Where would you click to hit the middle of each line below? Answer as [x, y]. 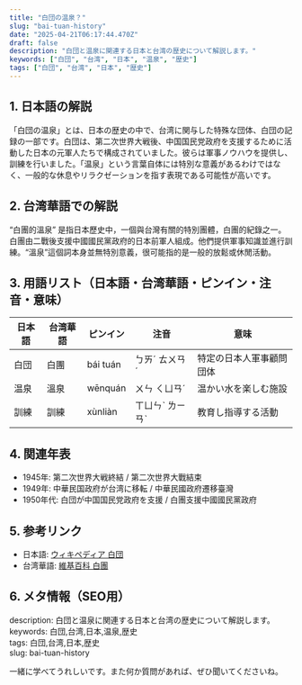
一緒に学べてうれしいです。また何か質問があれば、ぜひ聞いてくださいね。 [146, 671]
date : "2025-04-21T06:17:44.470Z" [74, 34]
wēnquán [107, 388]
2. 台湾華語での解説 [64, 207]
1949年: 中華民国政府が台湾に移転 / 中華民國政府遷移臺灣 [128, 489]
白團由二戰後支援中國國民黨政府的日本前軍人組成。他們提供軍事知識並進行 [147, 240]
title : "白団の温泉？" [48, 18]
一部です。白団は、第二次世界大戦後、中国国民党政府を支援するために [155, 141]
